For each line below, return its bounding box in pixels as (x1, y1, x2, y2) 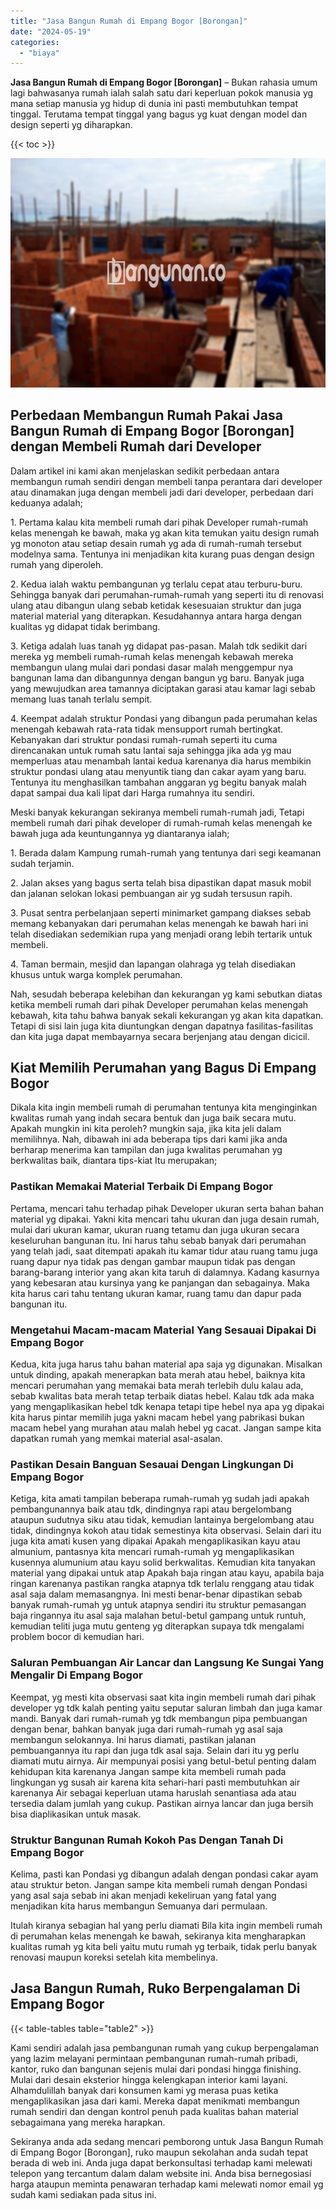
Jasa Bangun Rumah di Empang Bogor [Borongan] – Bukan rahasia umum (10, 76, 318, 89)
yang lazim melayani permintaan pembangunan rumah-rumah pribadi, (10, 2052, 298, 2064)
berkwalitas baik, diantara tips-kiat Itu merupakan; (10, 1155, 218, 1167)
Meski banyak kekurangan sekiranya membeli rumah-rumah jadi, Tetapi (10, 806, 305, 818)
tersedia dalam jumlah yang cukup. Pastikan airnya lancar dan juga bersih (10, 1797, 314, 1809)
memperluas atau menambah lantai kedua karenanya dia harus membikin (10, 755, 312, 767)
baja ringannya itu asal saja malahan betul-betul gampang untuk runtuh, (10, 1610, 307, 1622)
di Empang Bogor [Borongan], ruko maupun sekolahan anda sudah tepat (10, 2146, 309, 2158)
